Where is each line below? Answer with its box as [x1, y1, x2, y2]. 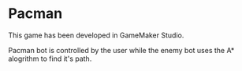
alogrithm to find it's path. [8, 54, 92, 63]
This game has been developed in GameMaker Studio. [8, 30, 184, 40]
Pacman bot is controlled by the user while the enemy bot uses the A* [8, 45, 235, 55]
